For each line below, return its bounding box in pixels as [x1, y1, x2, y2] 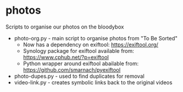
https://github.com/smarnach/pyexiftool [23, 66, 121, 73]
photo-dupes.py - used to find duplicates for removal [14, 72, 145, 80]
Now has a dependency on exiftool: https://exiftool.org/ [23, 41, 159, 48]
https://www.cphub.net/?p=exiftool [23, 53, 109, 61]
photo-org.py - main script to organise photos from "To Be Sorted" [14, 34, 178, 42]
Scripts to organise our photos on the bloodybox [5, 23, 124, 30]
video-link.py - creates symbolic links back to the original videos [14, 78, 173, 86]
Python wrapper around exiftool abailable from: [23, 60, 139, 67]
